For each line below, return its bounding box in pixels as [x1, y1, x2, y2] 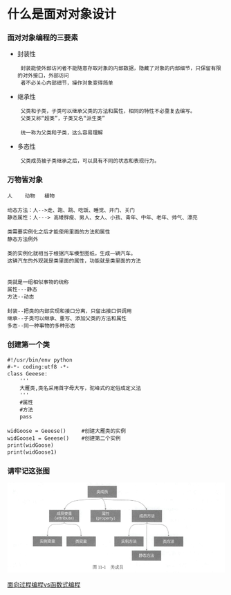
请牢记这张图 [7, 466, 50, 475]
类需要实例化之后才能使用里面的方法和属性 [7, 228, 111, 236]
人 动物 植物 [7, 192, 55, 199]
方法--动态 [7, 293, 35, 300]
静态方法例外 [7, 236, 39, 242]
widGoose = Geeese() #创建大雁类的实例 [7, 427, 127, 435]
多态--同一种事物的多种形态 [7, 322, 76, 329]
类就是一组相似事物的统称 [7, 278, 69, 285]
